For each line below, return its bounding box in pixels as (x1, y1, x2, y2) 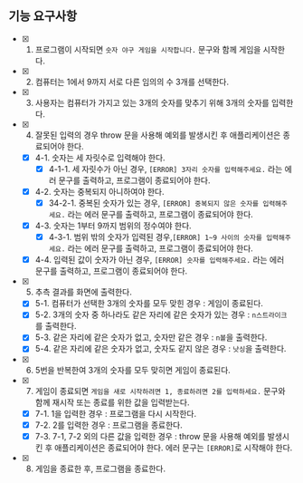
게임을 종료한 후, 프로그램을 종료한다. (34, 463, 166, 474)
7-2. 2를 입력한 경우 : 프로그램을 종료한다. (34, 420, 183, 430)
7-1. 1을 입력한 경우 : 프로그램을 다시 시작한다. (34, 408, 196, 419)
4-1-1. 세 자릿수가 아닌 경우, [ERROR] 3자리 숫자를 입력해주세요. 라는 (48, 163, 283, 174)
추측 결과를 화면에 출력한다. (34, 286, 132, 297)
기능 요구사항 (8, 8, 78, 24)
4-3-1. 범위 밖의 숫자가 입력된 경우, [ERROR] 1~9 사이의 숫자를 (48, 232, 263, 243)
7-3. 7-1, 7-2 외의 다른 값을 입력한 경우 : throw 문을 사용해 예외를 (34, 430, 266, 441)
